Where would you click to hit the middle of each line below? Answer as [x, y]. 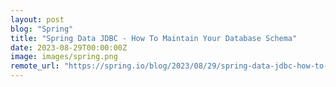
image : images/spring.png [64, 57]
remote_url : [35, 66]
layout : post [37, 19]
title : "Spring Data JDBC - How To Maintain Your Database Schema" [154, 38]
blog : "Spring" [42, 29]
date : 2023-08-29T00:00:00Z [69, 47]
